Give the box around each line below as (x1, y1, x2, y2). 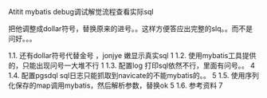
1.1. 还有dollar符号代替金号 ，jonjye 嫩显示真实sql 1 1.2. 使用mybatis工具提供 (8, 51, 257, 60)
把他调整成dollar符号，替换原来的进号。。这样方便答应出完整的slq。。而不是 (8, 24, 253, 33)
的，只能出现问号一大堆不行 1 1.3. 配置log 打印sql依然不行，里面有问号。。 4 (8, 61, 255, 70)
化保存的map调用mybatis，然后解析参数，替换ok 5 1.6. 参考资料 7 (8, 80, 223, 90)
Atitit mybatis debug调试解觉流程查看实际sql (8, 7, 154, 16)
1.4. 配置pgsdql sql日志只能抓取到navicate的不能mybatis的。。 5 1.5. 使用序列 (8, 71, 259, 80)
